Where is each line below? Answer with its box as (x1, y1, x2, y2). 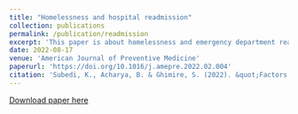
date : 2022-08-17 (9, 46, 74, 55)
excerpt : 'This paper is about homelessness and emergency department (9, 37, 276, 47)
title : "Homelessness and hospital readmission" (9, 12, 192, 22)
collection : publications (9, 21, 105, 30)
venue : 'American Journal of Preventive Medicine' (9, 54, 200, 63)
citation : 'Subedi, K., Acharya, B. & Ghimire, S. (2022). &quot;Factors (9, 71, 288, 80)
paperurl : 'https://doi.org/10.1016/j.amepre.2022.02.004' (9, 63, 232, 72)
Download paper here (9, 95, 89, 105)
